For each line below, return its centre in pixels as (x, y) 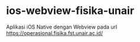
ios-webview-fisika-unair (70, 11)
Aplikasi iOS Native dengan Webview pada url (62, 27)
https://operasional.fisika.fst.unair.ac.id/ (55, 33)
